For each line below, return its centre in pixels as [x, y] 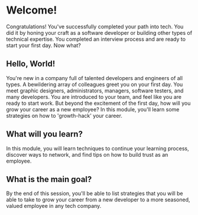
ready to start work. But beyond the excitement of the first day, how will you [98, 103]
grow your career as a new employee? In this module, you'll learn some [93, 109]
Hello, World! [31, 64]
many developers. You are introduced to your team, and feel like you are [94, 97]
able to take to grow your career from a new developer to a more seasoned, [98, 200]
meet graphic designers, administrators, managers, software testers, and [95, 90]
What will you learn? [44, 134]
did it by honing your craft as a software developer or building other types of [99, 32]
